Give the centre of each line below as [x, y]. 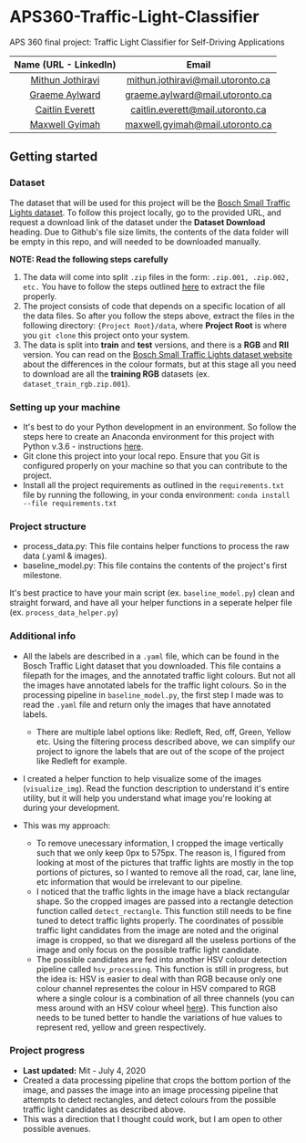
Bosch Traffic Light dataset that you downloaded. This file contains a [152, 665]
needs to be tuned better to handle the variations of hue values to [159, 1017]
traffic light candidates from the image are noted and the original [158, 930]
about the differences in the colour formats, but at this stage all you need [159, 364]
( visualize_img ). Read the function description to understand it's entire [156, 788]
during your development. [71, 807]
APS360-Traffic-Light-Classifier [134, 17]
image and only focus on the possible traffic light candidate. [149, 950]
